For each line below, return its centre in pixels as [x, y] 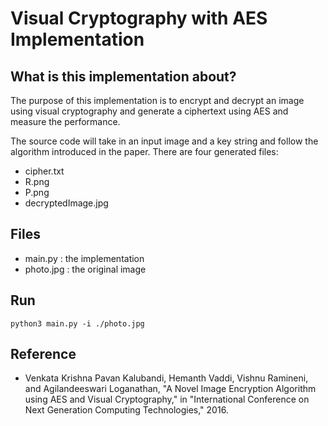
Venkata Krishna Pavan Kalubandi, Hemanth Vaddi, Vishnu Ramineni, [166, 378]
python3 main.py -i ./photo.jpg [77, 323]
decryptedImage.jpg [66, 203]
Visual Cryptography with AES [139, 18]
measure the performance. [65, 121]
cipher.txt [44, 171]
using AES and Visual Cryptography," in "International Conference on [167, 399]
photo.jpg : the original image [85, 269]
